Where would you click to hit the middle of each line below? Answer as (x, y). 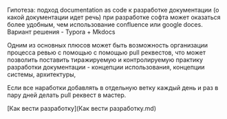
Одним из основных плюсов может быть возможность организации (108, 45)
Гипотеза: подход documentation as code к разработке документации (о (113, 10)
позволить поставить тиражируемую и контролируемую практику (105, 60)
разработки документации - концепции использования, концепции (106, 67)
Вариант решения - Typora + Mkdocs (61, 32)
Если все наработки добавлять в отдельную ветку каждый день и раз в (113, 88)
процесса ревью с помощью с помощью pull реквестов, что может (107, 52)
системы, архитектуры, (42, 74)
